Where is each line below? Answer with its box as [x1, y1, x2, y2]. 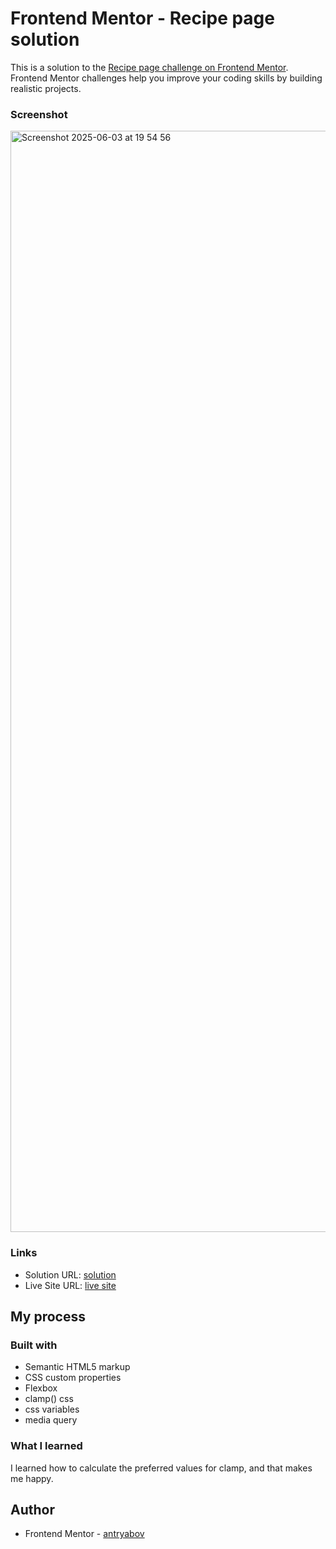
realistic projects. [10, 82, 82, 94]
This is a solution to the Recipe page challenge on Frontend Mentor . [10, 61, 289, 73]
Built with [10, 1338, 58, 1352]
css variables [24, 1403, 80, 1416]
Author [10, 1501, 55, 1518]
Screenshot [10, 107, 68, 121]
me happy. [10, 1472, 54, 1484]
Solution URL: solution [24, 1268, 117, 1281]
